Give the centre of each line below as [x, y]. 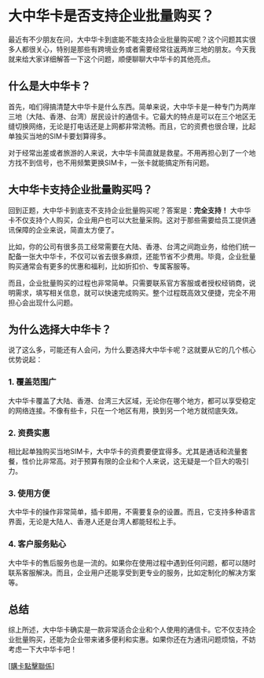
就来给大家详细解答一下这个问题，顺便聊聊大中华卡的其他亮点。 [111, 59]
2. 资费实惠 [29, 433]
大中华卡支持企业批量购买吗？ [81, 190]
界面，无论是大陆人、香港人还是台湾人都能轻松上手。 [94, 522]
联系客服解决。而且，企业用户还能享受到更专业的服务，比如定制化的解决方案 [132, 572]
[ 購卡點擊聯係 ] [31, 666]
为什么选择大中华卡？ [60, 330]
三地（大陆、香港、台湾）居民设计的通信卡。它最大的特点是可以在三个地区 [128, 116]
